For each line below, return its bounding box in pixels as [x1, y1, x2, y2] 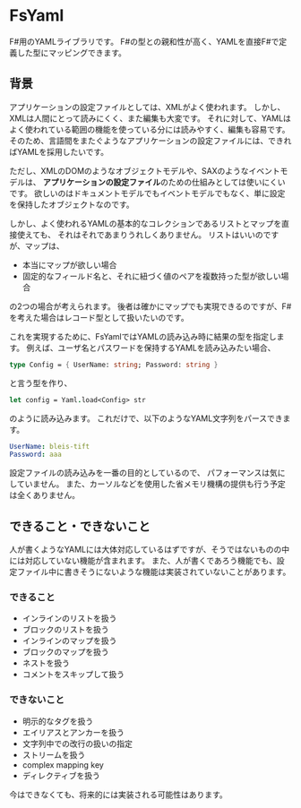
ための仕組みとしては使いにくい [168, 176, 286, 187]
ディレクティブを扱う [21, 769, 100, 780]
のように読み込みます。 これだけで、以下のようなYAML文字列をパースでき [9, 413, 283, 424]
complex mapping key [21, 759, 105, 770]
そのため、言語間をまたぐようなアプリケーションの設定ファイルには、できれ [9, 135, 292, 146]
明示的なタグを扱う [21, 716, 94, 726]
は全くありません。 [9, 490, 81, 501]
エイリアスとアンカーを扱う [21, 726, 125, 737]
